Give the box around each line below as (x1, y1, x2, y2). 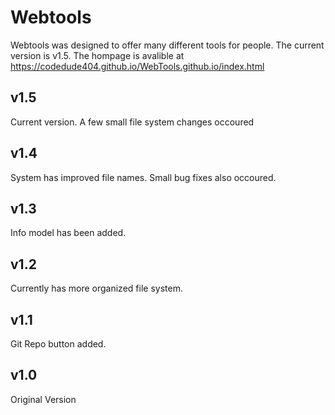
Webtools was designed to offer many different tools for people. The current (10, 39, 325, 51)
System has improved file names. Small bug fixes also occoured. (10, 171, 277, 183)
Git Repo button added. (10, 338, 107, 350)
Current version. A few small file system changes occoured (10, 116, 255, 128)
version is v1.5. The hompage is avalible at (10, 49, 185, 61)
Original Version (10, 393, 77, 405)
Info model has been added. (10, 227, 127, 239)
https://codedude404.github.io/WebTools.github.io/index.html (10, 60, 265, 72)
